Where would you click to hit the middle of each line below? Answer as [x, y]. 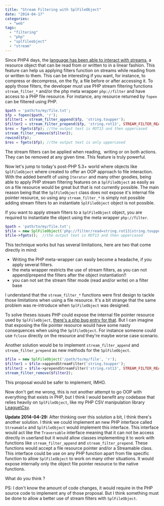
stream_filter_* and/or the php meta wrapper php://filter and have [75, 91]
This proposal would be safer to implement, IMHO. [56, 382]
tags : [10, 28]
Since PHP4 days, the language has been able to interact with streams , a [78, 60]
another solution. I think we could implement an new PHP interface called [79, 422]
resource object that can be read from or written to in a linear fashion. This [80, 65]
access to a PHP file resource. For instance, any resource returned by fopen [81, 96]
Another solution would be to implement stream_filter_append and [72, 345]
